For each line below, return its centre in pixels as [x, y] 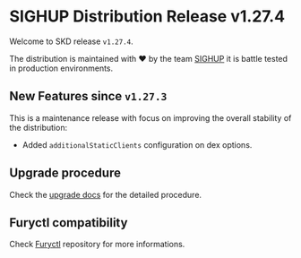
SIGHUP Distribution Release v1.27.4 [147, 17]
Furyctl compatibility [69, 223]
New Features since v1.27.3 [88, 96]
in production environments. [61, 68]
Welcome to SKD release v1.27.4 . [72, 41]
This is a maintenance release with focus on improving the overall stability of [150, 117]
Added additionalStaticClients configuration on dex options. [137, 144]
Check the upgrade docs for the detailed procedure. [106, 194]
